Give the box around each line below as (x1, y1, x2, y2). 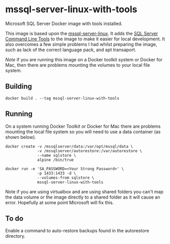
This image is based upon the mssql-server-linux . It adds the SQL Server (5, 30, 158, 36)
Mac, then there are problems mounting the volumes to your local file (5, 62, 150, 68)
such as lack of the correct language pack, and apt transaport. (5, 46, 136, 53)
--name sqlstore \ (37, 153, 76, 158)
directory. (5, 233, 25, 239)
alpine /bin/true (37, 157, 74, 162)
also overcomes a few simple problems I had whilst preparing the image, (5, 41, 157, 47)
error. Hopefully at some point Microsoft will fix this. (5, 199, 114, 205)
